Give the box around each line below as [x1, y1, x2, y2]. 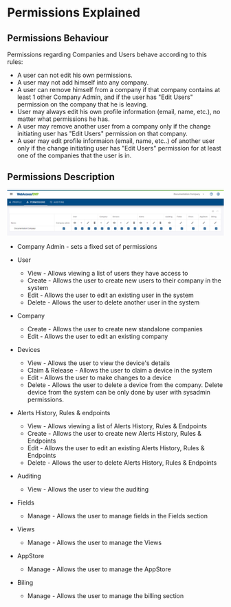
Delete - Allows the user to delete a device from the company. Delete [27, 381, 223, 389]
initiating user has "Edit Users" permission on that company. [16, 129, 188, 137]
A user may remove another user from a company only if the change [16, 122, 211, 130]
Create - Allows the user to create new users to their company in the [27, 276, 221, 285]
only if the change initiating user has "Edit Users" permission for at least [16, 144, 221, 152]
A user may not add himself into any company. [16, 78, 149, 87]
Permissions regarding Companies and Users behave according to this [7, 50, 208, 58]
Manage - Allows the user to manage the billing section [27, 592, 184, 600]
